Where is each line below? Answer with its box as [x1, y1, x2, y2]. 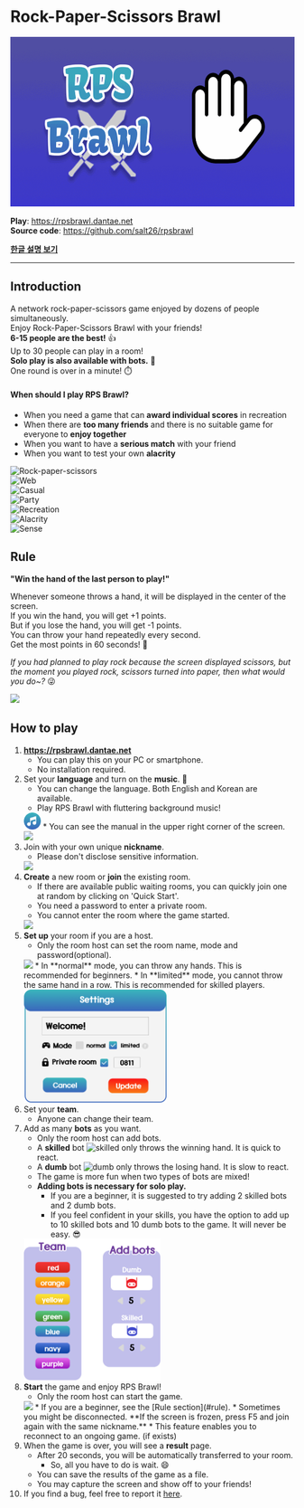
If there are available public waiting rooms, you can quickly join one [36, 880, 288, 892]
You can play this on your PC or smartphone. [36, 754, 204, 765]
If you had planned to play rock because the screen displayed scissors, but [10, 656, 291, 667]
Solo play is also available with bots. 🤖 [10, 355, 156, 365]
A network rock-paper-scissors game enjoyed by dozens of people [10, 303, 260, 314]
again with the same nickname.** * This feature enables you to [23, 1420, 257, 1431]
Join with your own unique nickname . [23, 841, 165, 852]
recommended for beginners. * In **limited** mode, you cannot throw [23, 970, 283, 981]
